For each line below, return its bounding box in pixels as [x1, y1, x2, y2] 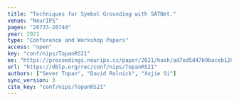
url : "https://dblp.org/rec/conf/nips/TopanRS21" [7, 63, 158, 70]
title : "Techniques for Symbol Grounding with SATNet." [7, 10, 176, 18]
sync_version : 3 [7, 76, 55, 84]
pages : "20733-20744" [7, 23, 72, 31]
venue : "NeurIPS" [7, 17, 59, 24]
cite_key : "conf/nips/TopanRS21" [7, 83, 107, 90]
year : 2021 [7, 30, 40, 38]
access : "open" [7, 43, 53, 51]
